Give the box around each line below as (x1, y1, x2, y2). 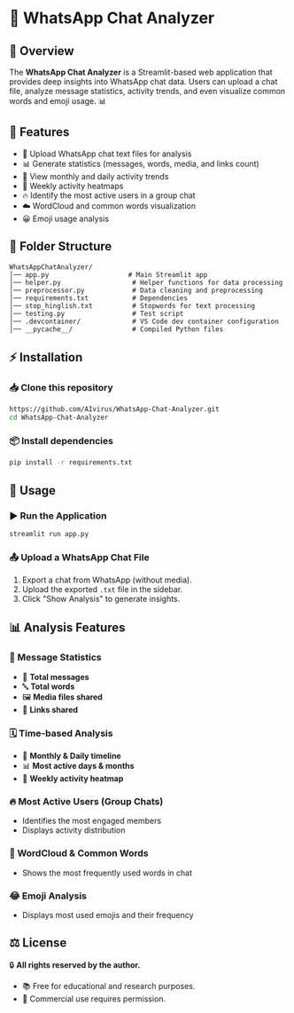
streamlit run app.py (9, 529, 89, 538)
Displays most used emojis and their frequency (21, 909, 194, 920)
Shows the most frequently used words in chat (21, 867, 193, 878)
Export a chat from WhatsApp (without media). (21, 574, 192, 585)
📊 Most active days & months (21, 761, 135, 772)
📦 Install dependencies (9, 434, 113, 447)
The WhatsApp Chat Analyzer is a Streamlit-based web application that (9, 67, 273, 77)
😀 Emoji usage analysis (21, 213, 109, 224)
